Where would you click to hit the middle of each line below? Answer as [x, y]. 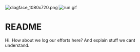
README [23, 27]
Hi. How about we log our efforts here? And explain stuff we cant [70, 40]
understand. [17, 45]
